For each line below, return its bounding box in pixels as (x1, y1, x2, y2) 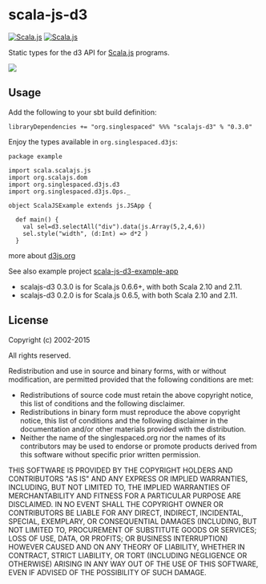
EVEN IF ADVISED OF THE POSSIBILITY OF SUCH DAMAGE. (8, 567, 207, 577)
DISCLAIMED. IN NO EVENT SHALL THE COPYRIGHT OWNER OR (8, 499, 224, 509)
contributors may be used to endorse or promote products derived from (19, 441, 257, 451)
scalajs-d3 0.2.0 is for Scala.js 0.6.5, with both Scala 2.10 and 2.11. (19, 290, 238, 300)
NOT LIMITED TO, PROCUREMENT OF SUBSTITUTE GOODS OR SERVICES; (8, 525, 257, 534)
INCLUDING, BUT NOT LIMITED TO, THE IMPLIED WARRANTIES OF (8, 482, 231, 492)
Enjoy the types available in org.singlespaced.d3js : (8, 136, 178, 146)
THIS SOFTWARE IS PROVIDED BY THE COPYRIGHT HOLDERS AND (8, 465, 234, 475)
